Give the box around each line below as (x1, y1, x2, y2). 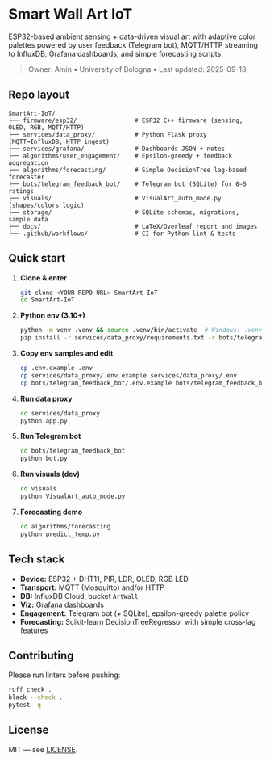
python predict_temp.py (19, 530, 101, 538)
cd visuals (19, 485, 57, 493)
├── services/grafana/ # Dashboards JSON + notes (8, 145, 226, 153)
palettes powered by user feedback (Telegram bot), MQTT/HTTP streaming (8, 40, 259, 49)
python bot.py (19, 454, 68, 463)
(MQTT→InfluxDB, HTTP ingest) (8, 137, 110, 145)
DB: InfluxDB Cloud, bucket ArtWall (19, 591, 139, 600)
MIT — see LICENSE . (8, 744, 78, 754)
